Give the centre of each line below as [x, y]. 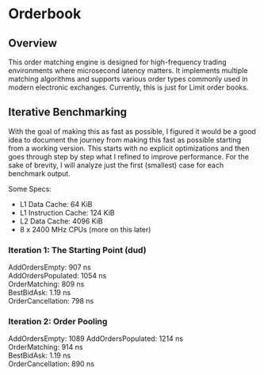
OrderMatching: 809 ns [46, 284]
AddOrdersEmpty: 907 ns [50, 267]
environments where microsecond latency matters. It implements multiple [128, 71]
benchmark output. [40, 173]
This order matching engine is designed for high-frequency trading [118, 62]
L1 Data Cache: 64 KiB [56, 204]
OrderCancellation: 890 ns [52, 364]
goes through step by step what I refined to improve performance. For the [129, 156]
